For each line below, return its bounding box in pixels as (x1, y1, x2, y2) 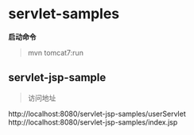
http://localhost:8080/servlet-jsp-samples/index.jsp (8, 117, 178, 127)
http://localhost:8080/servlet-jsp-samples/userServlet (8, 109, 186, 118)
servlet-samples (8, 5, 120, 23)
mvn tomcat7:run (27, 48, 83, 57)
